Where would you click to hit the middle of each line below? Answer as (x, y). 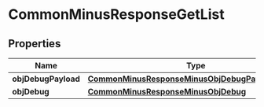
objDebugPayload (46, 79)
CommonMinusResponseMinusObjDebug (167, 92)
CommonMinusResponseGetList (117, 15)
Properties (35, 44)
